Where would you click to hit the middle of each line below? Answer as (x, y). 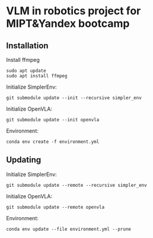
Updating (24, 160)
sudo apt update (26, 71)
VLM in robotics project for (74, 11)
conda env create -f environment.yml (53, 142)
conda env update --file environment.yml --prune (69, 229)
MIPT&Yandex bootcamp (68, 24)
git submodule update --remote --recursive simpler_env (76, 185)
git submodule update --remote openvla (55, 207)
